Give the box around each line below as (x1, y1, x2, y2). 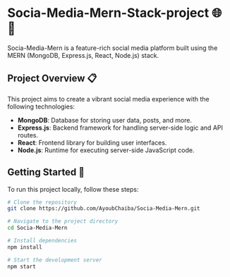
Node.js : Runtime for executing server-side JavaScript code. (17, 146, 195, 154)
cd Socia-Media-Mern (7, 224, 68, 232)
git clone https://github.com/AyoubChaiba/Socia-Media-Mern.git (7, 205, 200, 212)
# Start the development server (7, 256, 102, 264)
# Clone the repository (7, 199, 78, 206)
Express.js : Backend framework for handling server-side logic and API (17, 123, 224, 132)
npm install (7, 243, 42, 251)
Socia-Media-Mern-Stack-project (7, 5, 210, 21)
